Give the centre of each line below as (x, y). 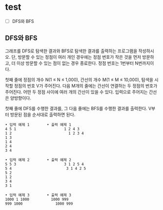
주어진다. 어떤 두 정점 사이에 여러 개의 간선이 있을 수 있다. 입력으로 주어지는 (76, 92)
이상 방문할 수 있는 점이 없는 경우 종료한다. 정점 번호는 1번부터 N (77, 63)
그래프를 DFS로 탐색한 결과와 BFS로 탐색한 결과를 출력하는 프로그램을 (71, 51)
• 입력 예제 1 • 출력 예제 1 (38, 125)
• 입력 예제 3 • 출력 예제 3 (38, 195)
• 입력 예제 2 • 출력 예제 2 (38, 160)
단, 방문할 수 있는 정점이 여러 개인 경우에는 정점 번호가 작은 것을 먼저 (76, 57)
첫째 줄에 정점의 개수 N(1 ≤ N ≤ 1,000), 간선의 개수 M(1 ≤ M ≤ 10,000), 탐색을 (79, 79)
